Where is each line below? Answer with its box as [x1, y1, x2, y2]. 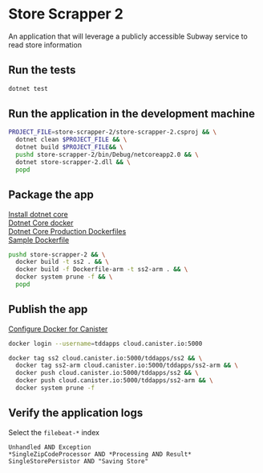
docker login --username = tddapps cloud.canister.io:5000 [8, 339, 203, 348]
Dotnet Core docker [8, 218, 74, 228]
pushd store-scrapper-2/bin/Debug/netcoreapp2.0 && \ [15, 150, 199, 159]
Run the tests [8, 64, 76, 77]
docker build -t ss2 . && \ [15, 258, 110, 266]
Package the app [8, 188, 94, 202]
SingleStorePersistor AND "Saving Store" [8, 457, 149, 465]
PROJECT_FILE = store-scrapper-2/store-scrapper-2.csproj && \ [8, 128, 217, 137]
